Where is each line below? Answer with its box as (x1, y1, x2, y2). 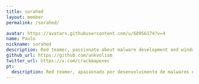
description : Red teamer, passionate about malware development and (6, 47, 179, 53)
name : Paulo (6, 36, 36, 42)
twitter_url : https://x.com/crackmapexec (6, 57, 110, 64)
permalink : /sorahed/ (6, 20, 60, 25)
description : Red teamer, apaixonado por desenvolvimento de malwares (11, 69, 190, 75)
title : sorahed (6, 8, 44, 15)
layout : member (6, 14, 44, 20)
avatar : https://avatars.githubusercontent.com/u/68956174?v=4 (6, 30, 166, 36)
